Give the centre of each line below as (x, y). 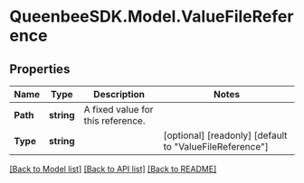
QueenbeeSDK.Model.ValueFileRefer (152, 17)
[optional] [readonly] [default (225, 135)
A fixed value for (119, 110)
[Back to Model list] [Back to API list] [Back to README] (113, 169)
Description (119, 94)
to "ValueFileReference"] (216, 146)
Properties (40, 69)
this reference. (114, 121)
